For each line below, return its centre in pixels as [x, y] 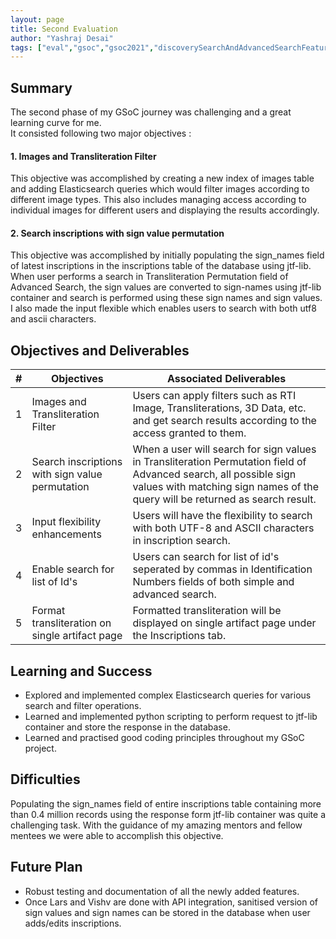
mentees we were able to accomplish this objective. [117, 835]
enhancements [66, 534]
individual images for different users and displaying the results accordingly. [165, 210]
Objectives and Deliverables [100, 350]
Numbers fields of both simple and [213, 582]
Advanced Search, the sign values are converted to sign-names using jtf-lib [166, 287]
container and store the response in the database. [127, 727]
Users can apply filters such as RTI [214, 396]
